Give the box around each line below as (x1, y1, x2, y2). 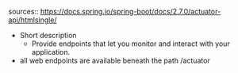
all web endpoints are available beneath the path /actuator (19, 56, 210, 65)
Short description (19, 31, 77, 40)
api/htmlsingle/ (8, 15, 57, 25)
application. (31, 48, 71, 56)
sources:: (8, 7, 39, 16)
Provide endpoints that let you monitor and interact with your (31, 39, 230, 48)
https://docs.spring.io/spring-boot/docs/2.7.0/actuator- (40, 7, 221, 16)
